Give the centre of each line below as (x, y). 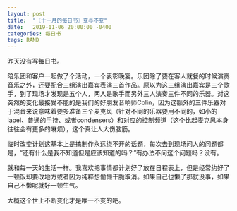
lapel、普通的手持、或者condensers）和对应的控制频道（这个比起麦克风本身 (118, 120)
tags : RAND (23, 40)
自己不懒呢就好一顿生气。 (44, 186)
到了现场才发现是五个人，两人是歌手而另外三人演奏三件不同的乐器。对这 (124, 94)
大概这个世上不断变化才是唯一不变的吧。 (66, 200)
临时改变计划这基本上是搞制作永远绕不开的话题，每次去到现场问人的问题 (112, 144)
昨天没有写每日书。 (35, 61)
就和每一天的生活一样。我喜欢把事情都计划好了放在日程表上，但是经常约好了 (119, 168)
